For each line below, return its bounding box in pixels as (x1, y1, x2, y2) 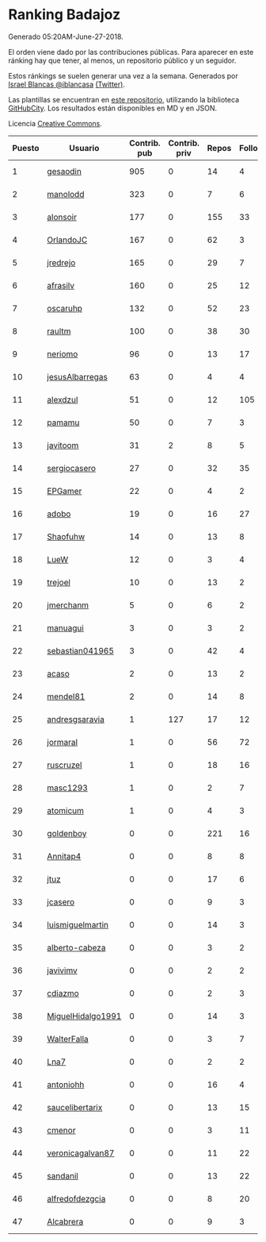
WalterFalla (47, 1033, 89, 1044)
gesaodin (47, 165, 82, 176)
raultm (47, 326, 71, 337)
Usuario (69, 142, 100, 153)
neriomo (47, 348, 78, 359)
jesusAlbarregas (47, 371, 108, 382)
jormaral (47, 736, 78, 747)
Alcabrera (47, 1216, 84, 1227)
